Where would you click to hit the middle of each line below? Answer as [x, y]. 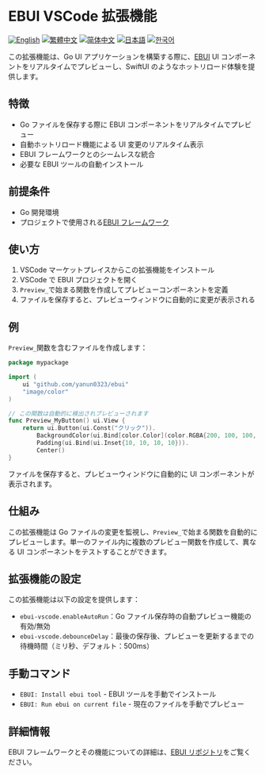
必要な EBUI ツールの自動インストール [81, 164]
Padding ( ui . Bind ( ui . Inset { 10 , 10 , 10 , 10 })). [113, 443]
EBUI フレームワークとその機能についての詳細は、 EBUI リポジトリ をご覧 [126, 752]
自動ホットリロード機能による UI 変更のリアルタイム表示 [112, 144]
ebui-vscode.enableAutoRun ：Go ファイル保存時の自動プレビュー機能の [135, 616]
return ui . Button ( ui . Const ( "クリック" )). [89, 428]
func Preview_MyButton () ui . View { [67, 421]
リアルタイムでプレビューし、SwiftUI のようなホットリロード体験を [138, 66]
